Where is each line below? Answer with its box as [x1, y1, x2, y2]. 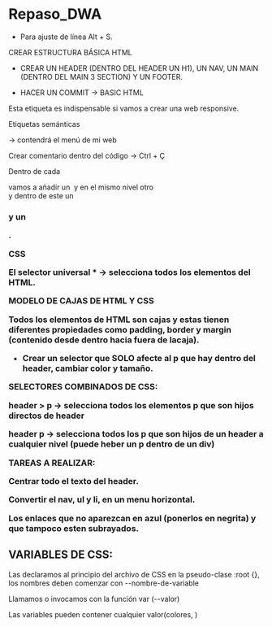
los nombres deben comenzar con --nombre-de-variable [8, 578, 199, 588]
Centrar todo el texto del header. [8, 475, 140, 486]
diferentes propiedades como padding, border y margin [8, 324, 231, 335]
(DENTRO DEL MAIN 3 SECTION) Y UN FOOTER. [19, 72, 183, 81]
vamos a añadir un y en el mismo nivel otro [8, 182, 154, 192]
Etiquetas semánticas [8, 119, 80, 128]
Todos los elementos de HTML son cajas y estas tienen [8, 314, 230, 325]
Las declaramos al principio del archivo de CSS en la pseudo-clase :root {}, [8, 569, 260, 579]
